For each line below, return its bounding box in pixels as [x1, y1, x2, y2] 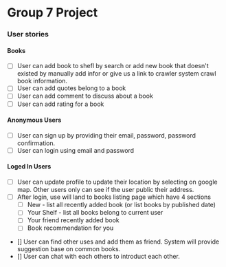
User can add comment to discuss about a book [16, 92, 153, 100]
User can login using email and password [16, 146, 135, 154]
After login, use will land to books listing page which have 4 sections [16, 193, 212, 201]
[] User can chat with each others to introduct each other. [16, 253, 181, 261]
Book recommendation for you [27, 224, 114, 232]
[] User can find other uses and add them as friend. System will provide [16, 237, 220, 246]
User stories [7, 30, 49, 39]
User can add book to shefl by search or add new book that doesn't [16, 62, 210, 70]
